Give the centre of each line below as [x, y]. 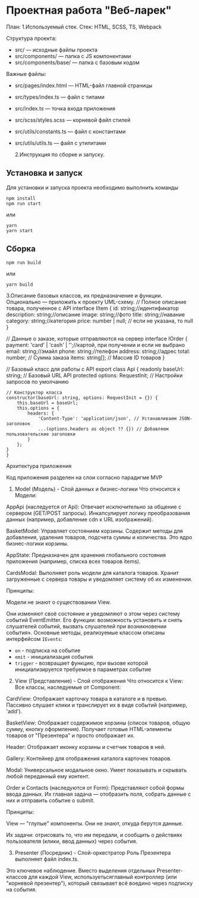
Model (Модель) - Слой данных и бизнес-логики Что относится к [97, 489]
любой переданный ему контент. [48, 776]
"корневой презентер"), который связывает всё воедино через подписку [99, 883]
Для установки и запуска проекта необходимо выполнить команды [92, 187]
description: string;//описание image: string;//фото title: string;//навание [96, 314]
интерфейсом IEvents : [34, 638]
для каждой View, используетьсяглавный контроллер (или [102, 877]
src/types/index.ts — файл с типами [60, 97]
